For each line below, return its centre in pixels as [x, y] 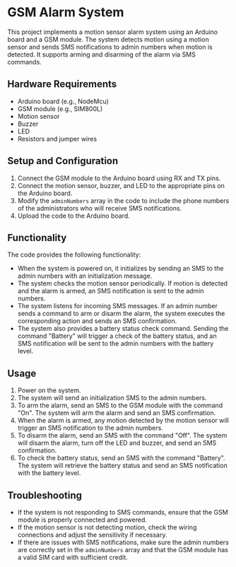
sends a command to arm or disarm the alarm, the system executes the [121, 314]
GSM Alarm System [66, 12]
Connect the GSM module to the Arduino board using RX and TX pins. [119, 178]
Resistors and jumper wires [57, 139]
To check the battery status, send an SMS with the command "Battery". [121, 458]
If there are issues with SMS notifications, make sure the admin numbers [123, 542]
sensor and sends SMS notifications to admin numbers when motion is [110, 47]
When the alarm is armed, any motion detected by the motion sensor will [123, 421]
